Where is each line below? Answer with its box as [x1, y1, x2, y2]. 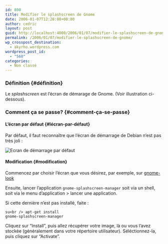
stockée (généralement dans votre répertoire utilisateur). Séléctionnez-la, [5, 228, 156, 234]
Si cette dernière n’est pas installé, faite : [5, 199, 89, 205]
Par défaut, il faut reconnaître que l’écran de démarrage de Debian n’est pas [5, 132, 161, 138]
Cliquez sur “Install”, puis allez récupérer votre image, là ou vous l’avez [5, 222, 151, 228]
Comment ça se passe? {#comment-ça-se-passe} [5, 108, 130, 115]
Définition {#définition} [5, 79, 63, 86]
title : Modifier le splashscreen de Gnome [5, 12, 95, 17]
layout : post [5, 26, 32, 31]
